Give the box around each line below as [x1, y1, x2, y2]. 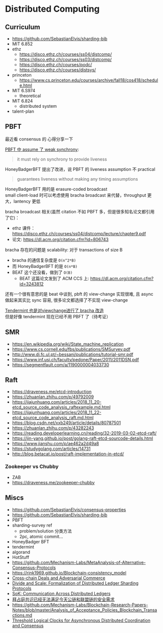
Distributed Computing [5, 3, 100, 15]
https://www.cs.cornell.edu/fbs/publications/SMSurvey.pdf [12, 346, 130, 352]
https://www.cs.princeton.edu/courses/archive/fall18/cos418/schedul [19, 77, 158, 83]
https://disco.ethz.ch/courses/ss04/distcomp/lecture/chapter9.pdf [12, 230, 146, 236]
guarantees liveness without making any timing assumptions [17, 176, 138, 182]
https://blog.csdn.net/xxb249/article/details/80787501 [12, 420, 121, 426]
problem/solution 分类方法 [19, 528, 72, 534]
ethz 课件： [12, 225, 36, 231]
